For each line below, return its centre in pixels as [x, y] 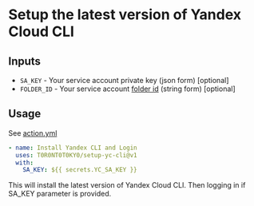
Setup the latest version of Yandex [125, 15]
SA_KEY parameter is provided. [60, 194]
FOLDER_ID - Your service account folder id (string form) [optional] [127, 89]
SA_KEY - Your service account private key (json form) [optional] [124, 80]
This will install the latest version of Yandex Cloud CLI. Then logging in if [127, 185]
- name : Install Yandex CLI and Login [73, 148]
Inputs [25, 61]
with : [25, 162]
